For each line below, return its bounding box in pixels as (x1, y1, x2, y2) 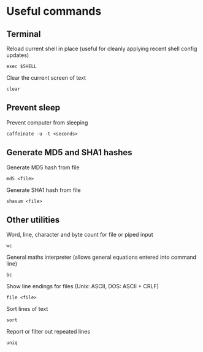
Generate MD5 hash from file (6, 164, 80, 171)
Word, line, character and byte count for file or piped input (6, 231, 153, 239)
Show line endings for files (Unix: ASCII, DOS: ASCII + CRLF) (6, 283, 159, 290)
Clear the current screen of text (6, 74, 86, 81)
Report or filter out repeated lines (6, 328, 91, 335)
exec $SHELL (6, 63, 37, 69)
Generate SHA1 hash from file (6, 186, 81, 194)
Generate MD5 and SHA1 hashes (6, 147, 132, 158)
